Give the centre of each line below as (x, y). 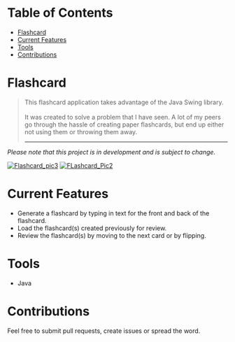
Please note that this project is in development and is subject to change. (111, 152)
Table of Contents (60, 13)
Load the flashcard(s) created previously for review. (92, 228)
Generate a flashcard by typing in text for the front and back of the (113, 213)
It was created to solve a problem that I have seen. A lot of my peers (123, 117)
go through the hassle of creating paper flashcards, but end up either (124, 124)
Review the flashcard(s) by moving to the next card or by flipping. (112, 235)
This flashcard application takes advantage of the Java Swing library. (124, 102)
